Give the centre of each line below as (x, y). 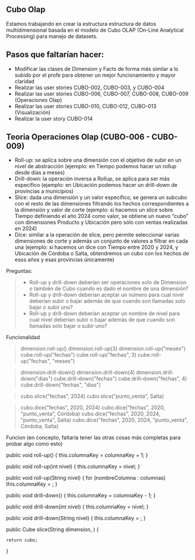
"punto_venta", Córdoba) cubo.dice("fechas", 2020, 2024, (90, 414)
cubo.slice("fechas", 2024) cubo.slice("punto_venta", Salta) (92, 396)
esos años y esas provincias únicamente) (64, 259)
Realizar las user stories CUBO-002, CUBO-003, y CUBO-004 (89, 87)
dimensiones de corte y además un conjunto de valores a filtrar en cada (101, 241)
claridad (24, 81)
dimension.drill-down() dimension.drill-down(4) (78, 373)
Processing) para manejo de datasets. (52, 36)
